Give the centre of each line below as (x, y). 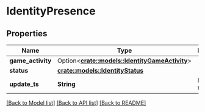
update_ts (24, 84)
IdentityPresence (51, 11)
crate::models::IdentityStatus (100, 71)
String (67, 84)
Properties (27, 34)
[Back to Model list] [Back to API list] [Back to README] (76, 103)
